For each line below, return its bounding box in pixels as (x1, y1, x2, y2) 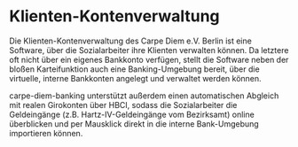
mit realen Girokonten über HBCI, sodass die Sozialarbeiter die (9, 99, 238, 110)
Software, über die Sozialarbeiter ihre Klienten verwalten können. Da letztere (9, 44, 289, 55)
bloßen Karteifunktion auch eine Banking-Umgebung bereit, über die (9, 64, 260, 74)
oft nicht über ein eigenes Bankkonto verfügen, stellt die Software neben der (9, 54, 289, 65)
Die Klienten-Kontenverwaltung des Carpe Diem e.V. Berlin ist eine (9, 35, 253, 46)
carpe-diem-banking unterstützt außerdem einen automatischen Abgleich (9, 90, 279, 101)
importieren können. (9, 128, 83, 138)
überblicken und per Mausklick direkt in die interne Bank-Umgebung (9, 118, 259, 129)
